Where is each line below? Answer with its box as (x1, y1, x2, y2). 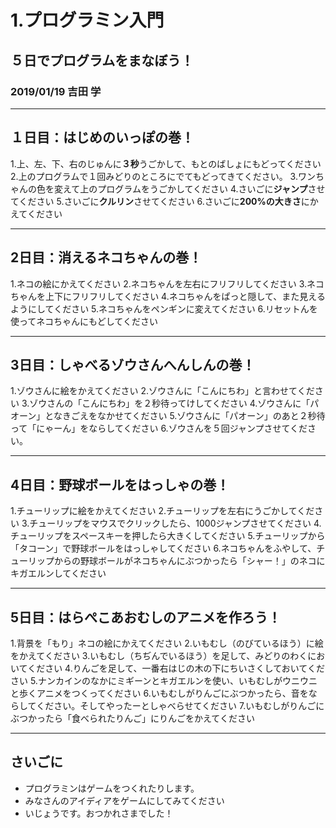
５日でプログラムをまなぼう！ (10, 52, 195, 69)
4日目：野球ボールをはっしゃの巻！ (10, 476, 230, 493)
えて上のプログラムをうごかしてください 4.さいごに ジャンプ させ (62, 182, 326, 195)
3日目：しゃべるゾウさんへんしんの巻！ (10, 356, 256, 373)
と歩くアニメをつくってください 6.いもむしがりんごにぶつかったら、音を (10, 687, 309, 699)
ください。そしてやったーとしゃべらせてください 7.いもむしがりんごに (36, 699, 325, 711)
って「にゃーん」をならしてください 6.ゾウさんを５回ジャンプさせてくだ (10, 422, 308, 435)
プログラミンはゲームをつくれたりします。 (24, 782, 200, 794)
